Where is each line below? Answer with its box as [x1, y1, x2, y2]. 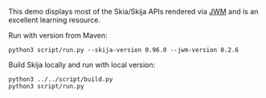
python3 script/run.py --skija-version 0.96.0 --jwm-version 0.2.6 [8, 46, 239, 54]
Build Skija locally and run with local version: [8, 60, 156, 69]
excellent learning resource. [8, 15, 101, 25]
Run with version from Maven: [8, 31, 108, 40]
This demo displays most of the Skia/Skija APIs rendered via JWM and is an [8, 7, 259, 16]
